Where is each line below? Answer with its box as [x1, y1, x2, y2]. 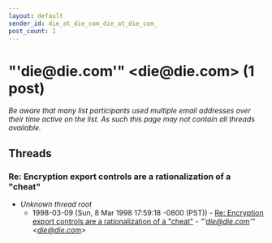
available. [8, 123, 42, 133]
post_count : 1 [8, 27, 57, 35]
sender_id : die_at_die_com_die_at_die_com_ [8, 19, 158, 28]
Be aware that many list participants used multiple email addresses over [8, 106, 252, 116]
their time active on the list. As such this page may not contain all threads [8, 114, 256, 124]
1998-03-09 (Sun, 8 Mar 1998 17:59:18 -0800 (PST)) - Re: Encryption [32, 208, 264, 217]
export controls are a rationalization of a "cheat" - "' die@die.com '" [32, 216, 256, 226]
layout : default [8, 11, 63, 20]
